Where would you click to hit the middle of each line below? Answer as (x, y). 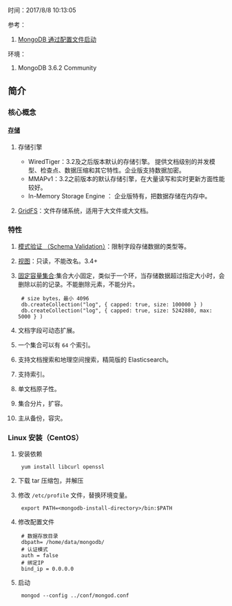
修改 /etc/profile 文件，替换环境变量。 (74, 495)
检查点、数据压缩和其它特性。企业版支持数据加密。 (113, 170)
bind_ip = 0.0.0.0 (48, 569)
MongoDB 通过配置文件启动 (57, 39)
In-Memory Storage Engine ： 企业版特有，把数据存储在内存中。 (119, 196)
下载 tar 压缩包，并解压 (51, 481)
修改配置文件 (36, 522)
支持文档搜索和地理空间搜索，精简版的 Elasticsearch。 (95, 359)
